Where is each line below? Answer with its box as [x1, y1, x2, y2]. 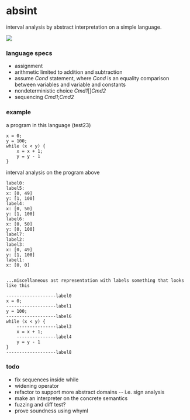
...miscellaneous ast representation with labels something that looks [6, 277, 184, 284]
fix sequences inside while [14, 376, 79, 383]
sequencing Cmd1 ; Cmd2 [14, 94, 74, 101]
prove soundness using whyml [14, 407, 89, 414]
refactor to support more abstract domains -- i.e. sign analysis [14, 388, 165, 395]
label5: [6, 185, 25, 191]
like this [6, 282, 30, 288]
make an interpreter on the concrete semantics [14, 394, 128, 402]
